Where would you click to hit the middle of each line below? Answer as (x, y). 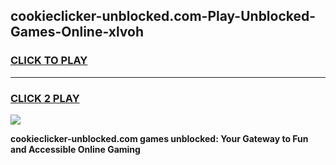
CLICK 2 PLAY (45, 98)
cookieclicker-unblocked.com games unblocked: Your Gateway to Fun (159, 138)
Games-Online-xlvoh (77, 32)
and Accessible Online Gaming (75, 149)
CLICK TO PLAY (49, 61)
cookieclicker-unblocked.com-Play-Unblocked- (163, 16)
